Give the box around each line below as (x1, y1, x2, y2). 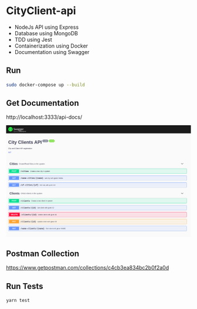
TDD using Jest (14, 36, 52, 43)
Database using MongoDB (14, 29, 78, 36)
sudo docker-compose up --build (6, 82, 85, 88)
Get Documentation (6, 98, 79, 108)
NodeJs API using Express (14, 23, 79, 31)
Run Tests (6, 281, 43, 291)
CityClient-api (6, 4, 76, 18)
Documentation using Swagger (14, 48, 90, 55)
